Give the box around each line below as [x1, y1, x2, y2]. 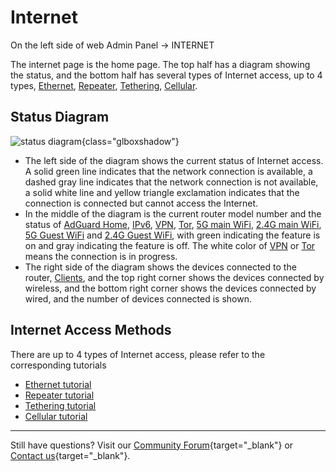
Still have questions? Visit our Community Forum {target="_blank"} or [10, 439, 294, 451]
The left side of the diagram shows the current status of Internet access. [24, 154, 324, 166]
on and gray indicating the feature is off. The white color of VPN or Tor [24, 239, 316, 251]
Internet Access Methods [10, 322, 172, 339]
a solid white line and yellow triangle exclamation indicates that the [24, 186, 300, 198]
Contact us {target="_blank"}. [10, 449, 131, 461]
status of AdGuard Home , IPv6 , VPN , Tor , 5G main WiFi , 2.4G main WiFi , [24, 218, 322, 230]
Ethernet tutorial [24, 378, 92, 390]
